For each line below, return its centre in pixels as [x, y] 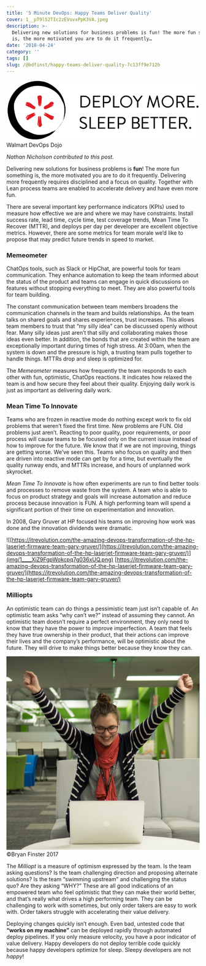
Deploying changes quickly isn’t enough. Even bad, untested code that [96, 924]
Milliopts [20, 595]
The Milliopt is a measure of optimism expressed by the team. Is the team [99, 866]
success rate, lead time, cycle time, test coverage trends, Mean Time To [97, 220]
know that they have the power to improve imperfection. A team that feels [99, 628]
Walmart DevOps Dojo [34, 145]
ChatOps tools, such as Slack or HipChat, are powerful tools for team [93, 269]
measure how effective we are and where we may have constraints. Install [100, 213]
